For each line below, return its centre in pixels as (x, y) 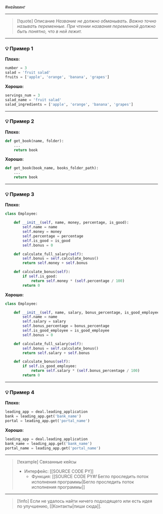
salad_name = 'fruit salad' (33, 100)
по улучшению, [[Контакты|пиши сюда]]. (59, 506)
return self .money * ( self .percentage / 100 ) (78, 281)
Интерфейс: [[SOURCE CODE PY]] (59, 471)
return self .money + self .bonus (55, 263)
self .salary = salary (44, 321)
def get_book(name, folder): (34, 141)
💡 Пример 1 (19, 48)
